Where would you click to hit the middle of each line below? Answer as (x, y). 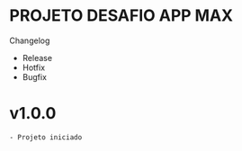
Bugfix (35, 76)
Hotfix (34, 67)
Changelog (30, 40)
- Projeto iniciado (46, 137)
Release (37, 58)
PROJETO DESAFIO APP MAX (121, 16)
